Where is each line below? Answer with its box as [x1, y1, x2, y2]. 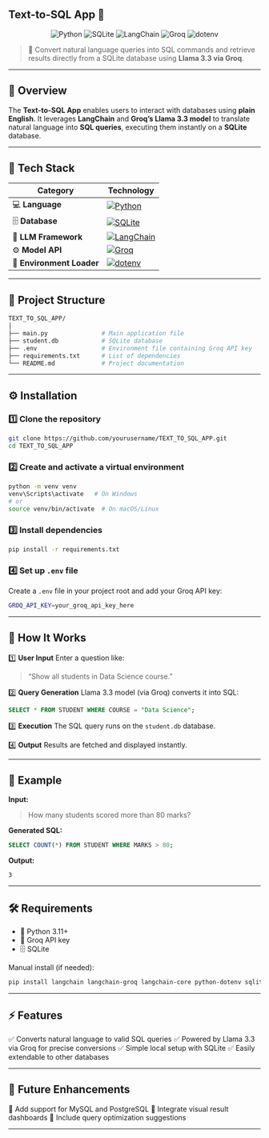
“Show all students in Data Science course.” [27, 671, 174, 681]
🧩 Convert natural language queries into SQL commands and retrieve [27, 45, 255, 54]
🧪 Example [8, 774, 62, 787]
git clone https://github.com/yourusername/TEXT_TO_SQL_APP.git [8, 435, 227, 443]
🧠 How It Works [8, 631, 86, 645]
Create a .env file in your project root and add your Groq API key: [8, 586, 223, 596]
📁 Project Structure [8, 293, 106, 307]
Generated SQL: [8, 826, 62, 835]
